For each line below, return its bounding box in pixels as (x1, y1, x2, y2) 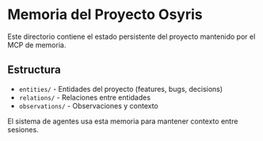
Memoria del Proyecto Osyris (7, 6, 203, 24)
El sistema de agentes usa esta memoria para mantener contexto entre (7, 116, 238, 126)
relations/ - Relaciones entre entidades (18, 93, 151, 102)
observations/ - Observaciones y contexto (18, 101, 159, 110)
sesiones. (7, 124, 39, 134)
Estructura (7, 63, 61, 77)
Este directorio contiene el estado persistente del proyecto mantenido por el (7, 32, 256, 41)
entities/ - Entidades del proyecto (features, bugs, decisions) (18, 84, 223, 93)
